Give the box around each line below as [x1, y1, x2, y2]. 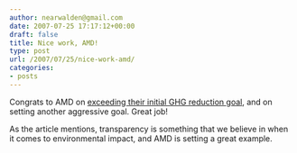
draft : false [9, 30, 59, 39]
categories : [9, 64, 54, 73]
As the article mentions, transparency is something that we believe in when [9, 123, 289, 134]
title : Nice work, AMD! [9, 38, 99, 48]
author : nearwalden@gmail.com [9, 13, 124, 22]
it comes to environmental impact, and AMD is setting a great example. [9, 132, 273, 144]
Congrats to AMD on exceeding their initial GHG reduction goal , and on [9, 96, 273, 107]
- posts [9, 72, 39, 81]
